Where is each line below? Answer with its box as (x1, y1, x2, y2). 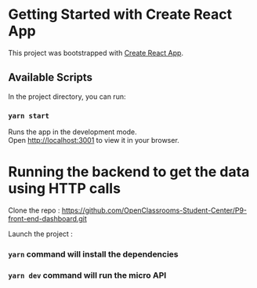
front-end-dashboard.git (8, 213, 88, 223)
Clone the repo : (8, 206, 60, 215)
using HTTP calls (8, 180, 121, 198)
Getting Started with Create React (8, 5, 233, 24)
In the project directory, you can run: (8, 92, 126, 101)
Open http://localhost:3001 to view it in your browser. (8, 136, 180, 145)
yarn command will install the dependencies (8, 249, 179, 260)
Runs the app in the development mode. (8, 127, 137, 137)
